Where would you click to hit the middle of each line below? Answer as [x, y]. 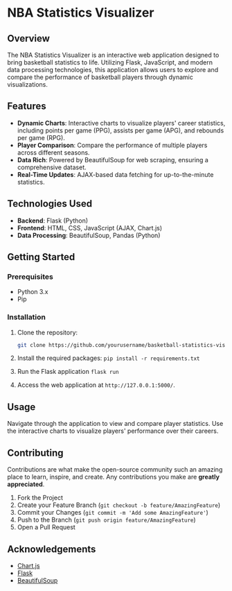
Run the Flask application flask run [68, 372]
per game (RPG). [41, 137]
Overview [29, 38]
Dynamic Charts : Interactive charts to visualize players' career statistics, [121, 123]
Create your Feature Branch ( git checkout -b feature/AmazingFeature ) [119, 505]
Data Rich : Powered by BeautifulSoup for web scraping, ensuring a [113, 160]
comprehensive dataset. [52, 167]
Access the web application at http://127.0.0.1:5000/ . [96, 385]
